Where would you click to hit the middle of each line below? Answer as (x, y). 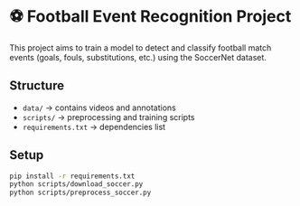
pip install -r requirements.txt (72, 176)
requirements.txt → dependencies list (94, 126)
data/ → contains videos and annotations (99, 108)
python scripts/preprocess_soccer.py (80, 193)
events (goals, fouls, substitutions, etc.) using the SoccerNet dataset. (138, 57)
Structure (37, 86)
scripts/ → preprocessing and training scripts (109, 117)
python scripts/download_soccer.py (76, 184)
